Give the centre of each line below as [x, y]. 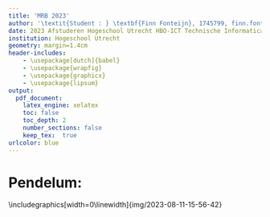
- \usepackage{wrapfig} [63, 68]
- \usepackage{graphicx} [64, 76]
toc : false [41, 113]
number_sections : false [63, 128]
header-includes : [37, 53]
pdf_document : [39, 98]
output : [21, 90]
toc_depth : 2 [45, 121]
